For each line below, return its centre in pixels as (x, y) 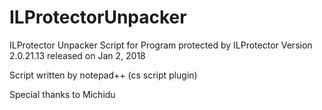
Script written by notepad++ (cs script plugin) (103, 75)
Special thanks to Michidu (62, 94)
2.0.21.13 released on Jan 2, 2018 (77, 55)
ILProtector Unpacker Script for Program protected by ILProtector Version (161, 45)
